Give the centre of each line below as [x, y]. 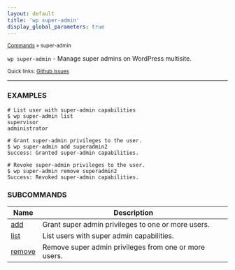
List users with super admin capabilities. [108, 236]
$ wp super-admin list [40, 116]
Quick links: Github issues [38, 72]
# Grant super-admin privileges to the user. [74, 140]
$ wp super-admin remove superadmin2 [62, 171]
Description [133, 212]
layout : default [31, 14]
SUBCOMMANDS [37, 195]
